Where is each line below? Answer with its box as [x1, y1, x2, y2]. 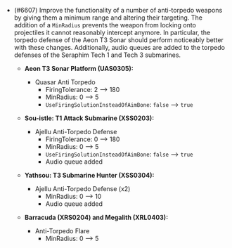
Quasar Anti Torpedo [34, 78, 96, 86]
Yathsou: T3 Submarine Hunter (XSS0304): [24, 171, 155, 179]
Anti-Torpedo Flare [34, 227, 90, 235]
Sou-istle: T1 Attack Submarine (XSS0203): [24, 114, 155, 122]
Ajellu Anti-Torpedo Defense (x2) [34, 185, 131, 192]
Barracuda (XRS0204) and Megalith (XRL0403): [24, 214, 169, 221]
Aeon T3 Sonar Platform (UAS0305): [24, 65, 134, 72]
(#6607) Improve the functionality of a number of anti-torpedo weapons [13, 6, 223, 14]
